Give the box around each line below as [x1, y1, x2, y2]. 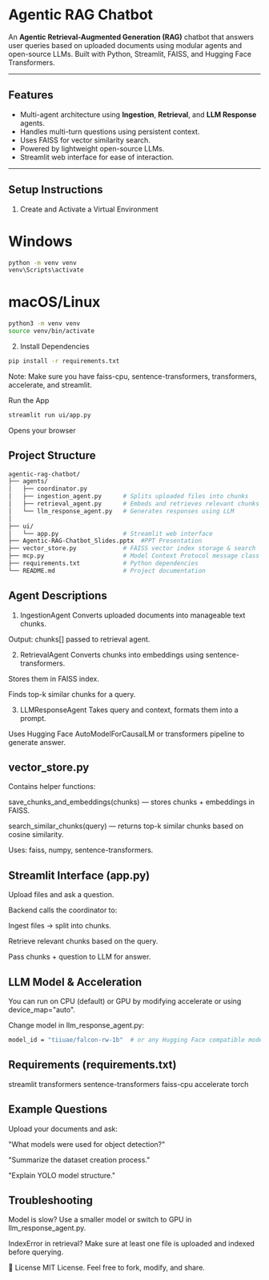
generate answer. [8, 737, 66, 747]
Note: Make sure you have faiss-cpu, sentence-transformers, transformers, [8, 371, 257, 381]
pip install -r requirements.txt [8, 356, 120, 365]
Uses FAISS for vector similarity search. [19, 135, 151, 145]
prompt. [19, 713, 46, 723]
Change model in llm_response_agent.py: [8, 1020, 145, 1030]
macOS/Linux [8, 293, 101, 312]
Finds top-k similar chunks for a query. [8, 689, 136, 698]
